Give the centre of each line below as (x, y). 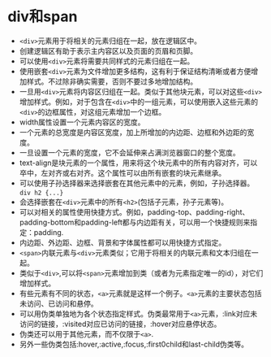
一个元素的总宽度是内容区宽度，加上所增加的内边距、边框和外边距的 (133, 132)
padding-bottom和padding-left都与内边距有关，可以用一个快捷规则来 (135, 222)
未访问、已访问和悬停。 (58, 303)
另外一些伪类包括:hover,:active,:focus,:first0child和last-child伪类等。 (134, 344)
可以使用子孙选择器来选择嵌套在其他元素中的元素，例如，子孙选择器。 (137, 183)
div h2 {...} (41, 193)
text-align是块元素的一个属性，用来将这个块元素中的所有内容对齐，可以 (138, 163)
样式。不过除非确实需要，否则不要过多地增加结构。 (112, 81)
